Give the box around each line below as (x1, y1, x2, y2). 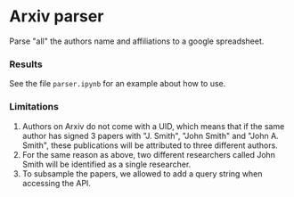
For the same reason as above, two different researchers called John (21, 149, 276, 160)
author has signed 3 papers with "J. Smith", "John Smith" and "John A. (21, 130, 279, 141)
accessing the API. (21, 177, 92, 188)
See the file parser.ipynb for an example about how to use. (9, 78, 226, 89)
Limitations (9, 101, 60, 113)
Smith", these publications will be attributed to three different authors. (21, 140, 278, 151)
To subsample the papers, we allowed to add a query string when (21, 168, 263, 179)
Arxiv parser (9, 6, 104, 27)
